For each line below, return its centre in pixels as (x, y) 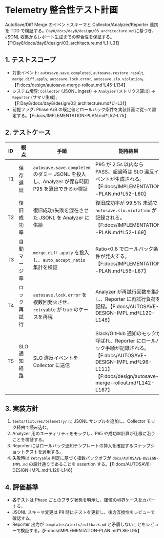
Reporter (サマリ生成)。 (36, 97)
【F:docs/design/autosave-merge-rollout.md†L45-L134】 (70, 85)
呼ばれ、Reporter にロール (126, 341)
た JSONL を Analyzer (58, 218)
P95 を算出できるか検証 (60, 189)
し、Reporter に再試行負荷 (126, 299)
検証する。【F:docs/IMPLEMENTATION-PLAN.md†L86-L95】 (81, 531)
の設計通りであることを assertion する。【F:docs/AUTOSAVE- (90, 464)
